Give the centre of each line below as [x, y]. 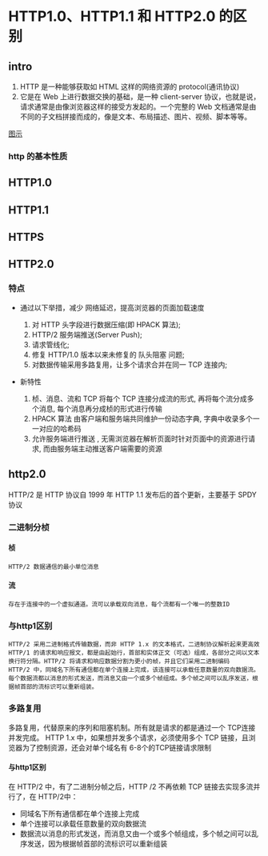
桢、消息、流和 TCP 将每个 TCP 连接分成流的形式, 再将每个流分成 [139, 398]
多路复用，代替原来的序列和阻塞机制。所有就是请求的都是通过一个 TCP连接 [132, 727]
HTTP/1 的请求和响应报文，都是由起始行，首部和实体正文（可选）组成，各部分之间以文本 [134, 653]
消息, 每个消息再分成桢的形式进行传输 [100, 408]
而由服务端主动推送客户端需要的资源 [102, 448]
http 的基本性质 [38, 156]
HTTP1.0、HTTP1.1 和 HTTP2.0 [112, 16]
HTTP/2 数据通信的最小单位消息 [54, 566]
